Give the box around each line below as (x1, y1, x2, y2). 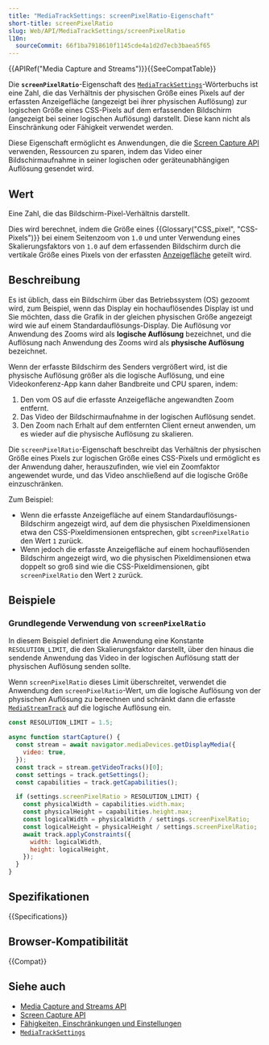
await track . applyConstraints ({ (23, 830, 131, 838)
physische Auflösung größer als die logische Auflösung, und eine (8, 370, 226, 380)
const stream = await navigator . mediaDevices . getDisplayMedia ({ (15, 741, 236, 749)
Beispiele (8, 594, 56, 608)
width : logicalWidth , (29, 838, 103, 846)
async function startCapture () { (8, 734, 121, 742)
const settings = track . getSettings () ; (15, 771, 150, 779)
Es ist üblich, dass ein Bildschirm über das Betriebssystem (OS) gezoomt (8, 295, 250, 304)
